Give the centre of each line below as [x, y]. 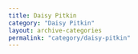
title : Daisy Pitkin [43, 15]
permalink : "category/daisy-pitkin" [69, 38]
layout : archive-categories [55, 30]
